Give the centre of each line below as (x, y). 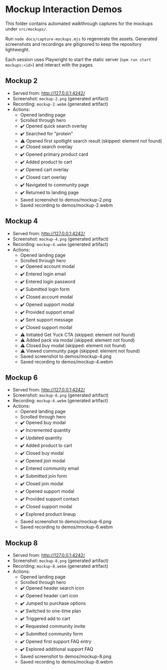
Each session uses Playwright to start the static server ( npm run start (78, 59)
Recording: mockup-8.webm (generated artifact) (60, 566)
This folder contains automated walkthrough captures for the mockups (79, 23)
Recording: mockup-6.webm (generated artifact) (60, 401)
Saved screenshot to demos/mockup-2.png (66, 200)
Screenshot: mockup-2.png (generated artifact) (61, 98)
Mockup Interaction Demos (64, 9)
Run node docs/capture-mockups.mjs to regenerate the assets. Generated (81, 39)
